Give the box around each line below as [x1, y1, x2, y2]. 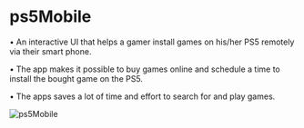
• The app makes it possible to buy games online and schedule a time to [9, 64, 280, 74]
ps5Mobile [9, 6, 92, 27]
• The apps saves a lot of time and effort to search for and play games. [9, 91, 276, 102]
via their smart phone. [9, 45, 92, 56]
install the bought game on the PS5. [9, 73, 144, 84]
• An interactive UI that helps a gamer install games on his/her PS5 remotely [9, 36, 295, 47]
